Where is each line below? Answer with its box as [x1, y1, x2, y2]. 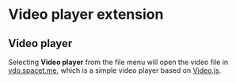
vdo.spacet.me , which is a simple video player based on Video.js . [8, 66, 222, 75]
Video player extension [8, 5, 164, 23]
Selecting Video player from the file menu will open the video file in [8, 57, 229, 67]
